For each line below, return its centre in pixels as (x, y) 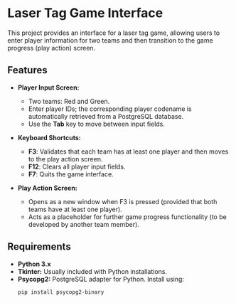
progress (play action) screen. (52, 48)
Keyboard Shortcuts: (49, 137)
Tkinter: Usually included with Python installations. (92, 271)
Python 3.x (34, 264)
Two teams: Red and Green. (69, 101)
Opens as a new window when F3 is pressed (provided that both (123, 201)
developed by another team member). (84, 224)
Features (27, 70)
